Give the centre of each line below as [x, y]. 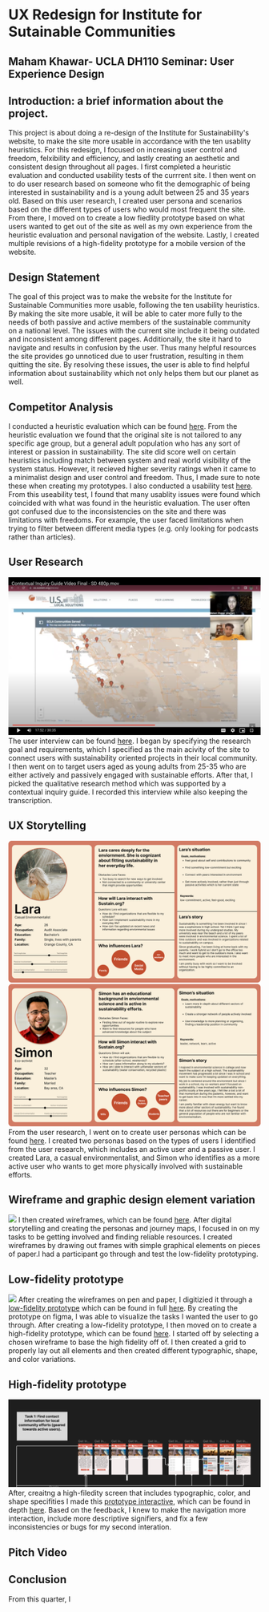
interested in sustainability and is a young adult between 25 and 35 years [129, 192]
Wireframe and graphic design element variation [132, 1200]
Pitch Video [38, 1552]
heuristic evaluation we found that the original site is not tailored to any [125, 435]
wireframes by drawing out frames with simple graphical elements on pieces [134, 1246]
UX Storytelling [47, 826]
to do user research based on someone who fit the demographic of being [129, 184]
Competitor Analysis [61, 407]
